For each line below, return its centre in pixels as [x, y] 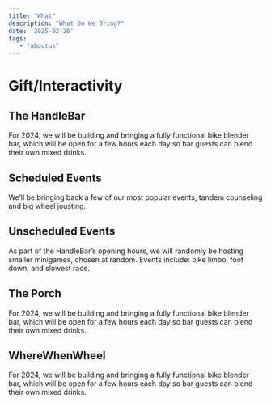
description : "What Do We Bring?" [67, 23]
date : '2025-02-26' [41, 31]
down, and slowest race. [49, 268]
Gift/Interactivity [66, 86]
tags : [17, 38]
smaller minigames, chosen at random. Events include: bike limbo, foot [126, 259]
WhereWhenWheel [57, 356]
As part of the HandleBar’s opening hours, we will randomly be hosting [126, 251]
